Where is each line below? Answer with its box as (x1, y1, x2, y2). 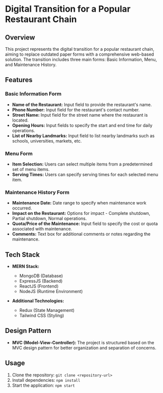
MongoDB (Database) (19, 273, 63, 279)
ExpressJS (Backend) (19, 278, 63, 284)
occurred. (12, 205, 32, 211)
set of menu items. (12, 166, 50, 172)
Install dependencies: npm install (12, 377, 80, 383)
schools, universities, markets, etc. (12, 138, 82, 144)
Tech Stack (5, 250, 40, 259)
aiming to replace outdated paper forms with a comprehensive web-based (5, 51, 154, 57)
